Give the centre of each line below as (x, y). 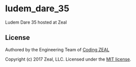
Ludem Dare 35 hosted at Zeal (36, 22)
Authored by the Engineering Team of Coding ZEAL (57, 49)
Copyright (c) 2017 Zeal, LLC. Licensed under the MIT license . (68, 59)
